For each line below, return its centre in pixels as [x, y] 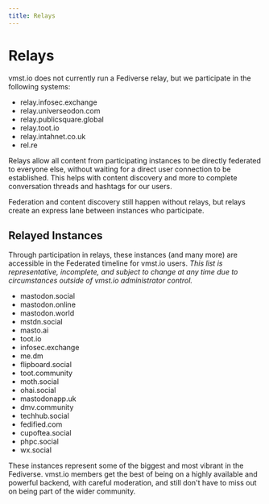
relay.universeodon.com [60, 110]
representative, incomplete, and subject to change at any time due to [123, 272]
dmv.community [47, 407]
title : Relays [32, 16]
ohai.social [38, 390]
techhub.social [45, 416]
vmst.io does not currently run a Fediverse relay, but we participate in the [130, 78]
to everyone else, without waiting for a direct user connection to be [120, 169]
